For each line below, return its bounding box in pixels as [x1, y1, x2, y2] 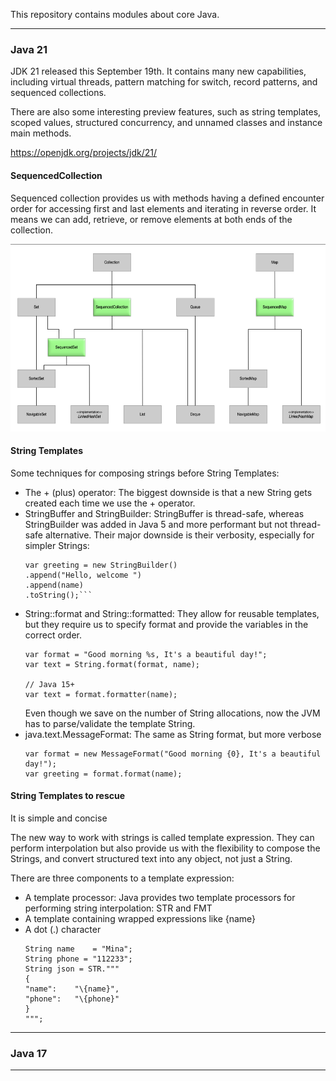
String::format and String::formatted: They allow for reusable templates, [24, 607, 320, 619]
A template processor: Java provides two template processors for [24, 891, 296, 903]
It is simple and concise [10, 812, 108, 824]
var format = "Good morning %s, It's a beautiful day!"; [24, 649, 268, 659]
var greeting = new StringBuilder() [24, 560, 178, 570]
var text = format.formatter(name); [24, 689, 178, 699]
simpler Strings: [24, 539, 90, 551]
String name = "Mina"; [24, 944, 133, 954]
